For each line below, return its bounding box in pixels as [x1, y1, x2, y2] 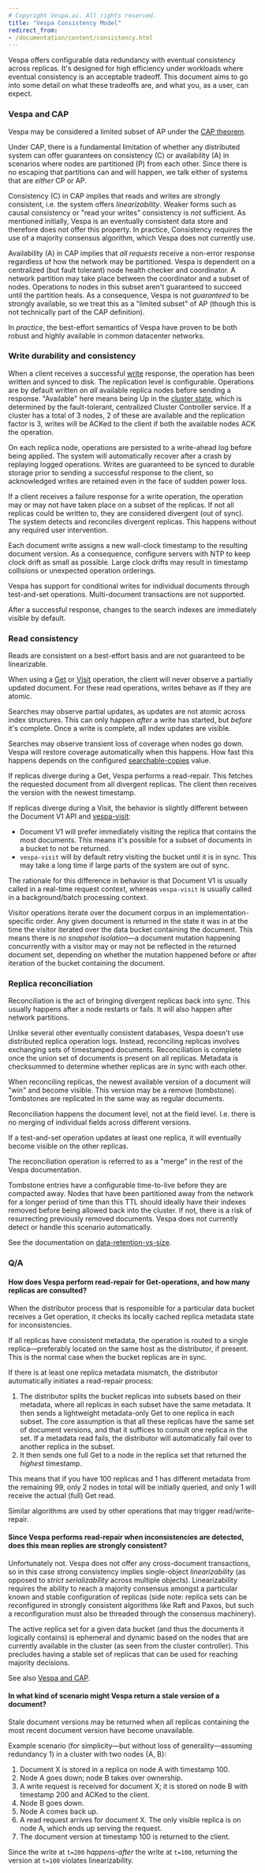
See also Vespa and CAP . [8, 1673, 91, 1682]
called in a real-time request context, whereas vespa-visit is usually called [8, 884, 252, 894]
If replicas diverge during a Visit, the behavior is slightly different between [8, 804, 248, 813]
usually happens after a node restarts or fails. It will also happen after [8, 1005, 233, 1014]
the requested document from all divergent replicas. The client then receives [8, 780, 258, 789]
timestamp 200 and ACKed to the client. [19, 1789, 150, 1799]
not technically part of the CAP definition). [8, 307, 145, 316]
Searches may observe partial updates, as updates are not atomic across [8, 707, 246, 717]
